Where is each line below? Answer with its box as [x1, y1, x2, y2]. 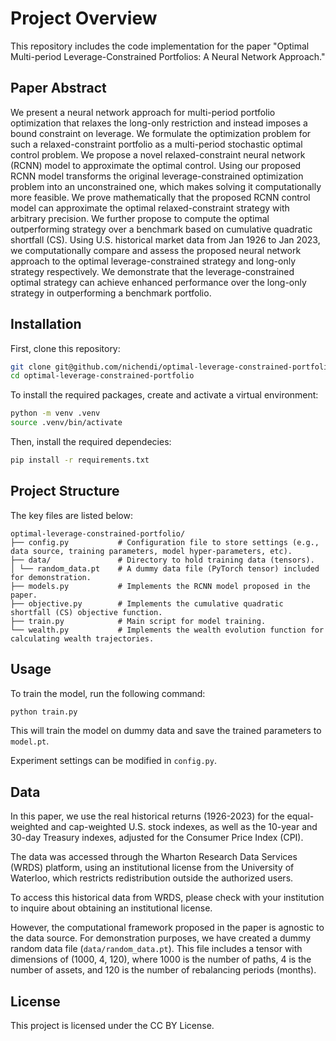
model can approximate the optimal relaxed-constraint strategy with [10, 202, 290, 214]
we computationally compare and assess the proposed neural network [10, 244, 302, 256]
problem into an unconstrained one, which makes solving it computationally [10, 180, 322, 192]
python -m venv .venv [10, 408, 101, 419]
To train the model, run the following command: [10, 687, 206, 699]
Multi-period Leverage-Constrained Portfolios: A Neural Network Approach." [10, 50, 326, 62]
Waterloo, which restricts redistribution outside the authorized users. [10, 872, 294, 884]
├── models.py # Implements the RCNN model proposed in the [10, 581, 311, 591]
